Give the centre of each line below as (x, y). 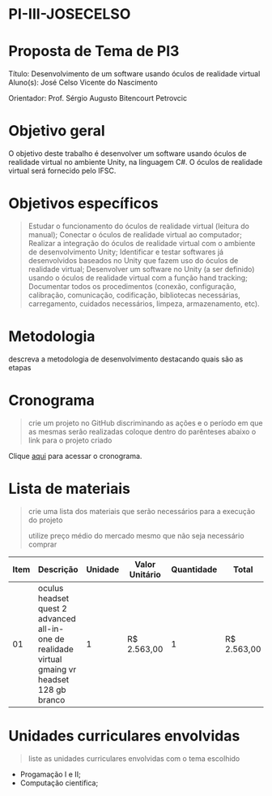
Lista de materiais (70, 489)
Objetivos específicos (84, 203)
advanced (57, 618)
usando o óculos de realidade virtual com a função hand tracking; (138, 278)
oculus (51, 588)
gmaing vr (57, 669)
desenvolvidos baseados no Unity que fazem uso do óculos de (133, 260)
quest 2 (52, 608)
